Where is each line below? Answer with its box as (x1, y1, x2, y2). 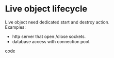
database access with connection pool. (12, 38, 91, 44)
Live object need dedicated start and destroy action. (5, 19, 110, 25)
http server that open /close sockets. (12, 34, 86, 39)
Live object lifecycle (5, 3, 87, 14)
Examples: (5, 24, 26, 30)
